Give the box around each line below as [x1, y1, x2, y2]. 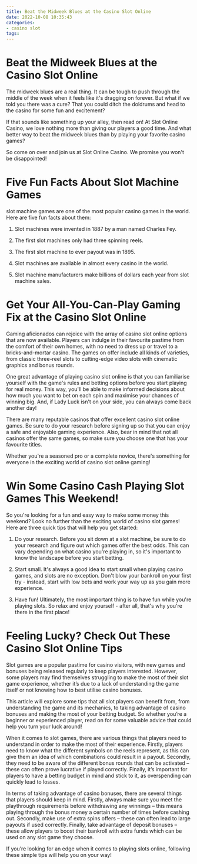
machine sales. [14, 278, 52, 284]
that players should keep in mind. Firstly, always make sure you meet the [6, 795, 182, 803]
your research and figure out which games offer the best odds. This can [14, 542, 189, 549]
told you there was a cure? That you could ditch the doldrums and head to [6, 101, 185, 108]
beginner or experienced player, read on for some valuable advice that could [6, 716, 192, 723]
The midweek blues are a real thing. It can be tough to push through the [6, 88, 180, 95]
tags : [6, 31, 19, 37]
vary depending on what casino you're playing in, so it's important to [14, 547, 181, 555]
